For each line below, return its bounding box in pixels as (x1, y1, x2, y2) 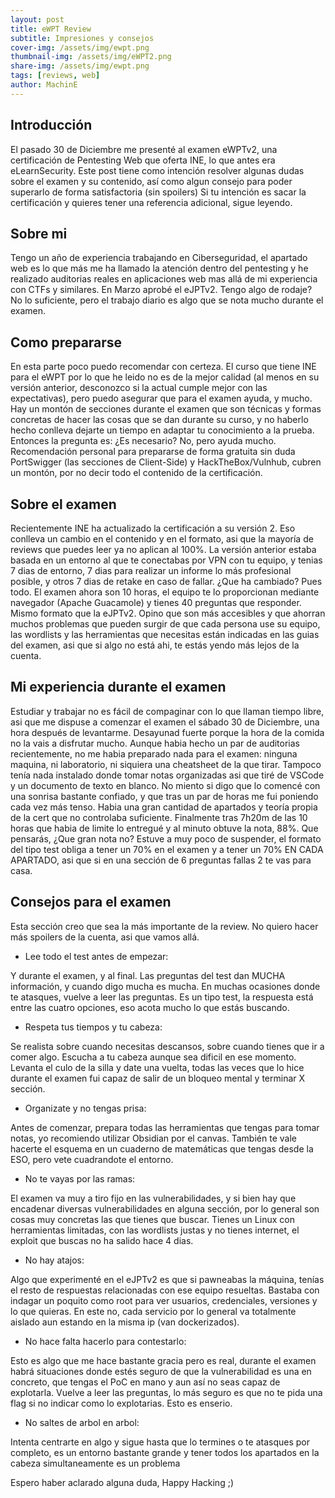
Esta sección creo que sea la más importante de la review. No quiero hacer (10, 920, 319, 932)
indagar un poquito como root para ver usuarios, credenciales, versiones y (10, 1294, 318, 1306)
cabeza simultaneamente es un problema (10, 1457, 181, 1469)
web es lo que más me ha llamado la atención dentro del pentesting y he (10, 262, 309, 275)
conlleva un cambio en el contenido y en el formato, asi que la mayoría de (10, 533, 314, 545)
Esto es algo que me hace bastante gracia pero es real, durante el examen (10, 1354, 317, 1366)
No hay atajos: (24, 1254, 85, 1266)
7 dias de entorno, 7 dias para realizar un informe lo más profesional (10, 565, 292, 576)
